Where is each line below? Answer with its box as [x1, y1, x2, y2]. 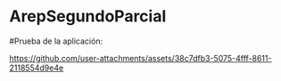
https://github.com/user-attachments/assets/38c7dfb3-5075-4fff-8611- [9, 53, 272, 63]
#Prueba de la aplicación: [9, 36, 103, 46]
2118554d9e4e [9, 62, 64, 73]
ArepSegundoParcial [9, 6, 167, 27]
